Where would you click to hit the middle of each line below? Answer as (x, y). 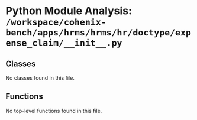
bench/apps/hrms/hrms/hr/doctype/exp (98, 33)
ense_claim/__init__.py (64, 43)
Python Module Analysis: (69, 11)
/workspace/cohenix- (56, 22)
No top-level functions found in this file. (54, 111)
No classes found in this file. (40, 78)
